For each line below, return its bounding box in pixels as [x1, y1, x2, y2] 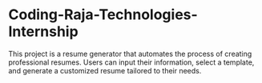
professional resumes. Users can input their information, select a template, [8, 57, 255, 67]
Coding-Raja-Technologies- [8, 6, 198, 24]
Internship [8, 22, 79, 41]
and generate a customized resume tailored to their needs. [8, 65, 202, 75]
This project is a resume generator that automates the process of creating [8, 49, 252, 58]
